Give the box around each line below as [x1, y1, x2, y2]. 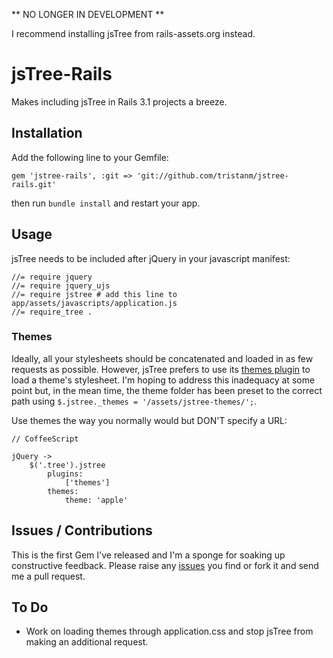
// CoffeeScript [11, 434, 79, 444]
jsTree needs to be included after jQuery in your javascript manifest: [11, 252, 291, 264]
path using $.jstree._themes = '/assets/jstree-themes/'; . [11, 395, 258, 407]
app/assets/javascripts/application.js [11, 298, 178, 308]
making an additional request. [25, 636, 149, 648]
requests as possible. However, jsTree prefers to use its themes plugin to [11, 363, 311, 375]
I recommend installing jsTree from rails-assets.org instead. [11, 28, 256, 39]
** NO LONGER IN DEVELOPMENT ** [11, 9, 165, 20]
